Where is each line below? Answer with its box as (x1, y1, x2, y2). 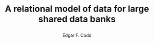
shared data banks (38, 14, 116, 25)
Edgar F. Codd (62, 32, 92, 38)
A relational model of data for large (5, 3, 149, 14)
